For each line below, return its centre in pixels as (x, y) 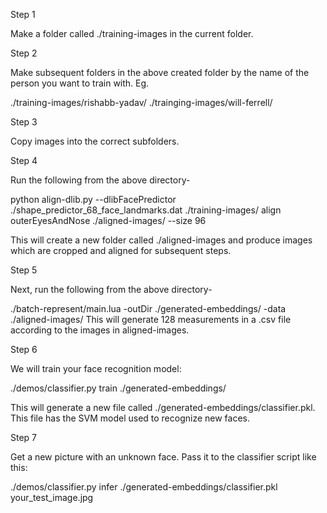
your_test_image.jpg (52, 497)
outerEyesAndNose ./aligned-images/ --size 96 (108, 220)
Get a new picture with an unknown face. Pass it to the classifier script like (163, 457)
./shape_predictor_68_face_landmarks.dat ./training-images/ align (146, 210)
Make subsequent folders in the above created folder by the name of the (160, 72)
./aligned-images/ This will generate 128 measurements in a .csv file (151, 319)
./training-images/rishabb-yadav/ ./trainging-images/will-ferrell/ (141, 102)
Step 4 (24, 160)
